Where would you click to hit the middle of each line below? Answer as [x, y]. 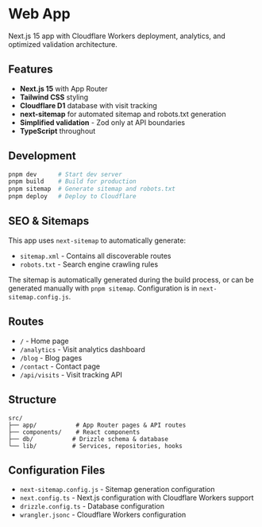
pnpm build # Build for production [72, 182]
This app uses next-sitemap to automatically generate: [97, 240]
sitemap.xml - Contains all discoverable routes [95, 256]
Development [42, 156]
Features [31, 70]
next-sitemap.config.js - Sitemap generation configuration [117, 490]
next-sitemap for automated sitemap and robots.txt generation [123, 114]
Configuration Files [57, 470]
